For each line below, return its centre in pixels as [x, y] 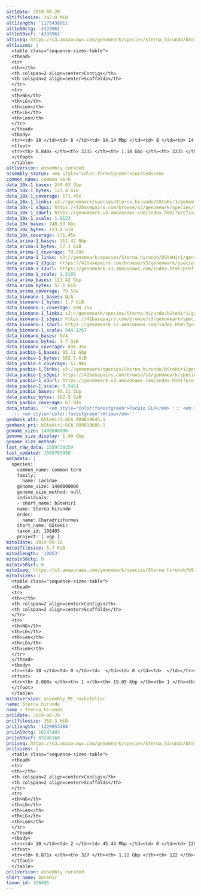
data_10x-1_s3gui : [29, 207]
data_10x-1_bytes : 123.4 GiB [42, 190]
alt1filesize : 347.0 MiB [37, 17]
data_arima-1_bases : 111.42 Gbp [46, 241]
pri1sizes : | [22, 749]
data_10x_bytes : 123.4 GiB [40, 229]
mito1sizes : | [24, 576]
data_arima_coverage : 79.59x [42, 291]
